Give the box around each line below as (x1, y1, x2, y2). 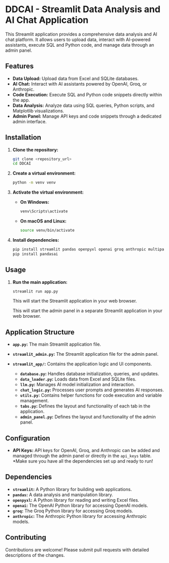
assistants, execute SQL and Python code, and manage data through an (5, 42, 154, 48)
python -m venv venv (12, 180, 56, 185)
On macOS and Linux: (20, 218, 67, 224)
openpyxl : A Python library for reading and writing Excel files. (12, 497, 140, 503)
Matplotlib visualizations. (12, 107, 65, 114)
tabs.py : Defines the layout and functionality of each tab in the (20, 403, 150, 409)
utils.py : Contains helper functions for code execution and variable (20, 392, 162, 398)
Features (5, 62, 34, 70)
